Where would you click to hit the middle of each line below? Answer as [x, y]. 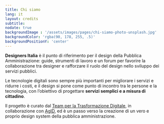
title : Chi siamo [23, 10]
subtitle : [15, 23]
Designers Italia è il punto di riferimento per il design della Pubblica [73, 55]
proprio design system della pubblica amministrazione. [61, 116]
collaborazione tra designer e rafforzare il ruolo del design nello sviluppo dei [82, 66]
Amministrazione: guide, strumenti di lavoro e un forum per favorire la [75, 61]
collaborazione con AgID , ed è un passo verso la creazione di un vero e [77, 111]
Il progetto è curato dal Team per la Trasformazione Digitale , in [68, 105]
